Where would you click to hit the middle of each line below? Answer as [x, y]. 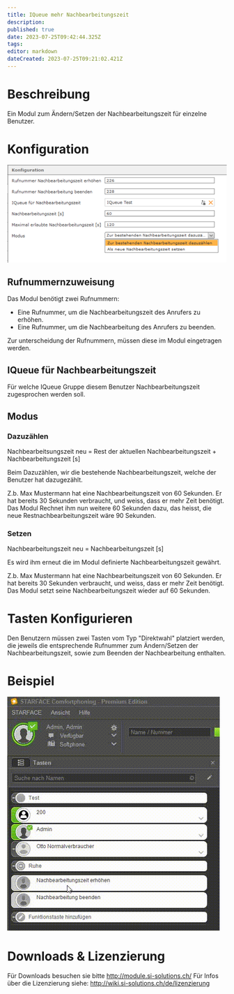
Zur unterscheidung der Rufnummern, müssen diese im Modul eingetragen [115, 341]
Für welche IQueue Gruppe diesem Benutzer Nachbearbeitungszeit [103, 387]
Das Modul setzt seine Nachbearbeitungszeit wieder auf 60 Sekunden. [109, 591]
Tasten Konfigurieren [70, 619]
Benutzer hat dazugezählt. [45, 480]
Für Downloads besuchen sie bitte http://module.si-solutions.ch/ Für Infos [113, 976]
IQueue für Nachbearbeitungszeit [82, 370]
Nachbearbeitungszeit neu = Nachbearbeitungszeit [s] [85, 549]
